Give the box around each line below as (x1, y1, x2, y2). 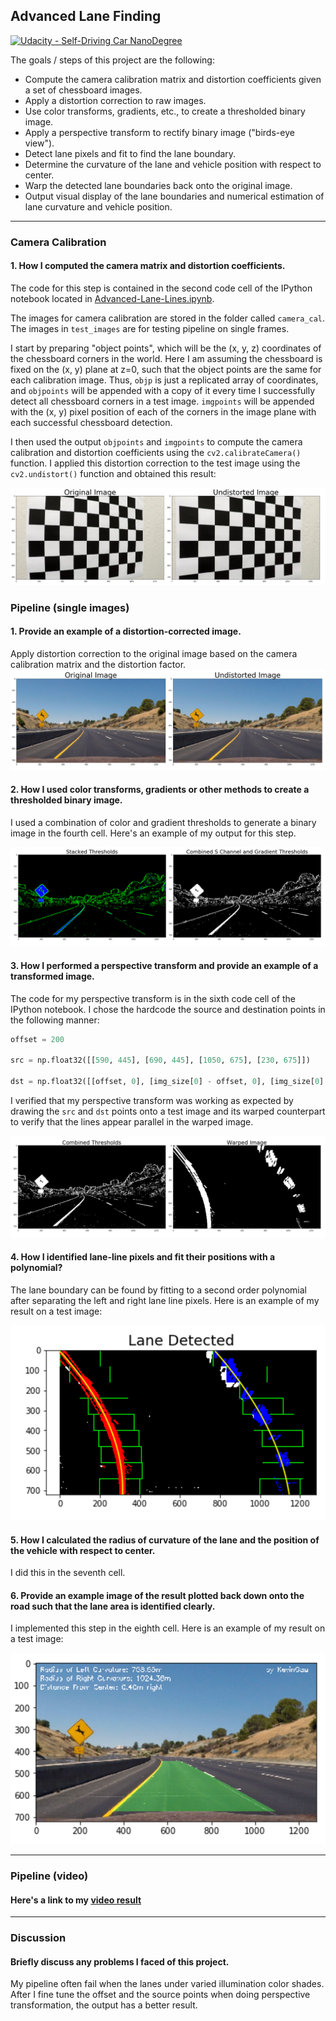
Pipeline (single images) (10, 600, 130, 614)
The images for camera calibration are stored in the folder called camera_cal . (10, 312, 326, 324)
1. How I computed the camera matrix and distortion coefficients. (10, 260, 286, 272)
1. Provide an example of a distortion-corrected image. (10, 625, 242, 638)
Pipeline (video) (10, 1869, 89, 1883)
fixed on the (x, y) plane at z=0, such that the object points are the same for (10, 363, 322, 375)
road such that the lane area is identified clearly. (10, 1600, 216, 1612)
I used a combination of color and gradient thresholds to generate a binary (10, 816, 317, 828)
